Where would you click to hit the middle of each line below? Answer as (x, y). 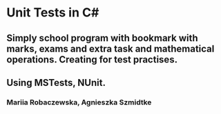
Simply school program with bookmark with (102, 38)
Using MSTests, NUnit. (56, 83)
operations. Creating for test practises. (92, 59)
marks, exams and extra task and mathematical (110, 48)
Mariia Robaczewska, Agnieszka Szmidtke (79, 102)
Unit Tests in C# (53, 13)
